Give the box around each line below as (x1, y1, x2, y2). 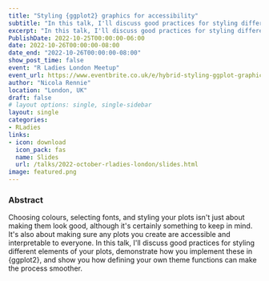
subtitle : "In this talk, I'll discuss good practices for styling (8, 19, 239, 27)
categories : (8, 116, 48, 124)
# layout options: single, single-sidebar (8, 101, 152, 109)
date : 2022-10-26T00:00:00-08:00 (8, 42, 120, 50)
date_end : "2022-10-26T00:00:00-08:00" (8, 49, 142, 57)
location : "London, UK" (8, 86, 88, 94)
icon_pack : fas (15, 146, 66, 154)
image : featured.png (8, 168, 78, 176)
